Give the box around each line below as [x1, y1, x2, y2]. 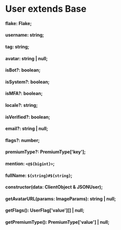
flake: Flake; [5, 20, 32, 26]
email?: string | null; [5, 126, 48, 132]
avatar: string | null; [5, 55, 48, 61]
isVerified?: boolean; [5, 113, 50, 120]
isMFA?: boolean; [5, 90, 43, 97]
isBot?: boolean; [5, 67, 41, 73]
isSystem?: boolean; [5, 79, 50, 85]
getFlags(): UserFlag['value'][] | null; [5, 208, 85, 214]
